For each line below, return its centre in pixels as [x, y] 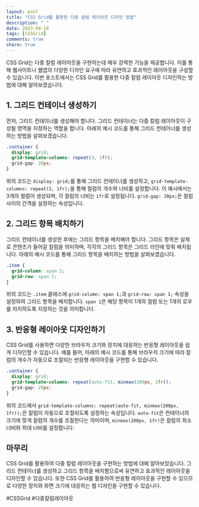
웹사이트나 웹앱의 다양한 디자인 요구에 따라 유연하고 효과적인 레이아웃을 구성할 [103, 70]
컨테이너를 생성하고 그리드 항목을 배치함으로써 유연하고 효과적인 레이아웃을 [104, 471]
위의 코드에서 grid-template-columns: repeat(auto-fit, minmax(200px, [93, 405]
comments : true [25, 39]
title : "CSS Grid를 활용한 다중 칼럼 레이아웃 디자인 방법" [71, 17]
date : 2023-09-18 [28, 28]
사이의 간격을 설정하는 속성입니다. [45, 203]
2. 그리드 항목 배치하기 [45, 224]
